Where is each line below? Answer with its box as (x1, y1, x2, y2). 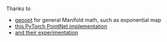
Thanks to (6, 5, 31, 12)
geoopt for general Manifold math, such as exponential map (14, 17, 162, 23)
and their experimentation (14, 29, 78, 36)
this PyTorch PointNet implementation (14, 23, 108, 30)
